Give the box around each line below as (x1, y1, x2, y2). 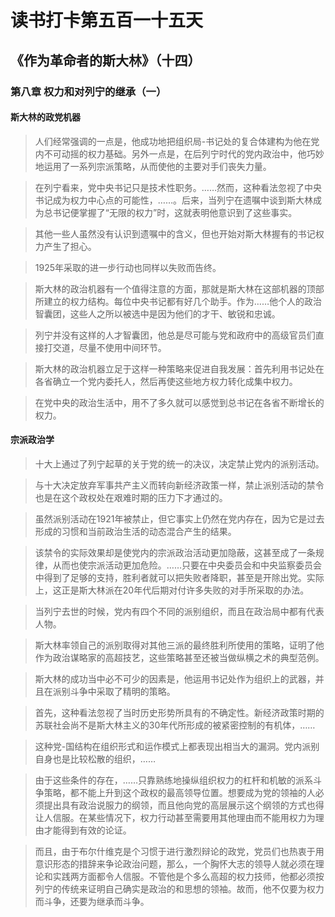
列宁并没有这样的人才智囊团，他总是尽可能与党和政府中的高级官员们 (34, 329, 316, 341)
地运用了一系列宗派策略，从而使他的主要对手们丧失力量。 (34, 160, 272, 172)
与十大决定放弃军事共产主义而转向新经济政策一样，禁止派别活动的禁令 (34, 479, 325, 491)
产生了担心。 (43, 240, 97, 252)
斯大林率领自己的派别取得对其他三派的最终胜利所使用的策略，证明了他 (34, 639, 325, 651)
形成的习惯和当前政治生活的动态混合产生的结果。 (34, 525, 237, 537)
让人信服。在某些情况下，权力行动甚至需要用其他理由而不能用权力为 (34, 811, 316, 823)
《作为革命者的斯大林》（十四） (10, 52, 202, 69)
